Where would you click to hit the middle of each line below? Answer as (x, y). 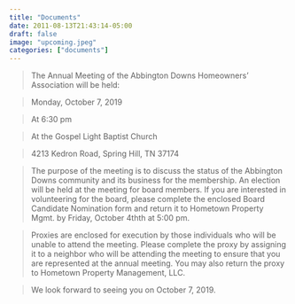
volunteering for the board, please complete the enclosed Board (148, 199)
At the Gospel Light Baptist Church (94, 136)
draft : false (33, 34)
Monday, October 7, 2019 (76, 102)
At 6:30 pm (51, 120)
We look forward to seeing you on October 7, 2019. (123, 290)
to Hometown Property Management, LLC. (108, 273)
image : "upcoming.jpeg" (53, 42)
